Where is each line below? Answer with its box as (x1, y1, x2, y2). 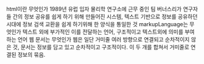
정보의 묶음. (17, 51, 46, 58)
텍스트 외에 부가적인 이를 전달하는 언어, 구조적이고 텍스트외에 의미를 (22, 28, 184, 35)
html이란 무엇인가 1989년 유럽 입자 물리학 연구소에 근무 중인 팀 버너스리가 (6, 5, 182, 12)
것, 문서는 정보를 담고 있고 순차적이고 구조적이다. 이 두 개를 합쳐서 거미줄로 (12, 43, 190, 51)
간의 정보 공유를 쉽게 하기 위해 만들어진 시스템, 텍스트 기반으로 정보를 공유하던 (12, 13, 198, 20)
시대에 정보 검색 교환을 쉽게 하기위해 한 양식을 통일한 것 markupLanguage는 (6, 21, 189, 27)
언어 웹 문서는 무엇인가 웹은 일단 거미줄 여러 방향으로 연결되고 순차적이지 (17, 36, 190, 43)
